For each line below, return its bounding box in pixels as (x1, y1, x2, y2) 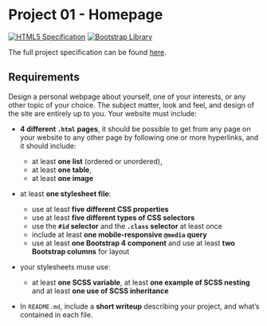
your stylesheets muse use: (19, 261, 111, 272)
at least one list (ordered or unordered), (31, 156, 163, 166)
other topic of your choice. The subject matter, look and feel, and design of (8, 100, 255, 109)
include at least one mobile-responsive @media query (31, 230, 207, 239)
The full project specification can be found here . (8, 47, 167, 57)
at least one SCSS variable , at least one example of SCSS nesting (31, 277, 250, 287)
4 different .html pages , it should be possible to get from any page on (19, 124, 251, 133)
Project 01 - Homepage (8, 6, 163, 24)
